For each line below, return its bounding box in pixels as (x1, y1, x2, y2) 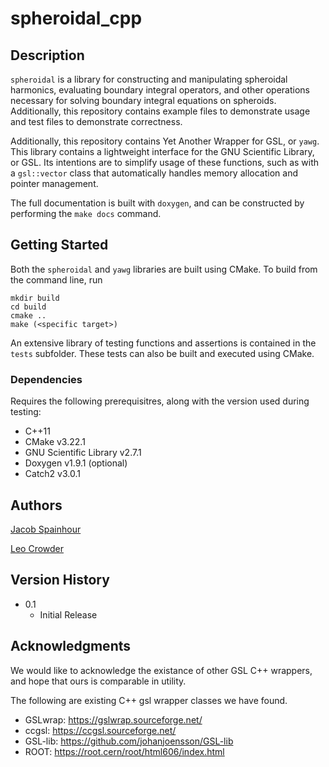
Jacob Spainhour (10, 523, 82, 535)
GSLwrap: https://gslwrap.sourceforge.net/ (24, 713, 203, 726)
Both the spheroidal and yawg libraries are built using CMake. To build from (10, 263, 318, 275)
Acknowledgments (10, 638, 132, 655)
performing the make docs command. (10, 208, 162, 219)
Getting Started (10, 237, 109, 254)
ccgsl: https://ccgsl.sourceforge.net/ (24, 724, 177, 736)
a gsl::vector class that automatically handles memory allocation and (10, 167, 298, 179)
